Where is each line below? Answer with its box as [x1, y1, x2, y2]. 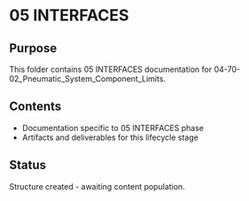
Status [9, 158, 47, 173]
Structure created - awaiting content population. [9, 181, 185, 191]
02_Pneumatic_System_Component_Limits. [9, 73, 167, 84]
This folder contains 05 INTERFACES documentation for [9, 64, 213, 74]
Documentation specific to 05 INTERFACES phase [21, 122, 204, 133]
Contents [9, 99, 62, 114]
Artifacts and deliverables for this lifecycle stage [21, 132, 199, 143]
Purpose [9, 41, 58, 56]
